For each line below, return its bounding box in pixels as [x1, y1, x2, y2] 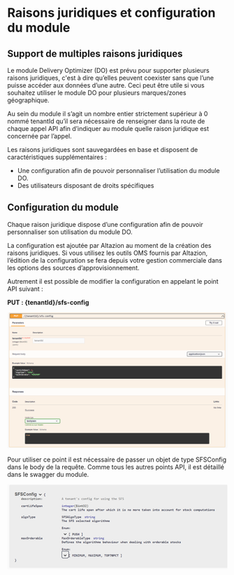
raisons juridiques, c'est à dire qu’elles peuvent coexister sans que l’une [7, 74, 214, 82]
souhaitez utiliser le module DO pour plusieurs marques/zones [7, 89, 187, 97]
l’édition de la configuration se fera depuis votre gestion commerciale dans [7, 256, 222, 264]
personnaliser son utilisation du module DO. [7, 228, 133, 236]
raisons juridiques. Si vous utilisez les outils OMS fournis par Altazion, [7, 249, 208, 257]
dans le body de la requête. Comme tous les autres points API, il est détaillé [7, 463, 225, 471]
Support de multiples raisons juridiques [7, 48, 183, 60]
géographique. [7, 96, 50, 104]
